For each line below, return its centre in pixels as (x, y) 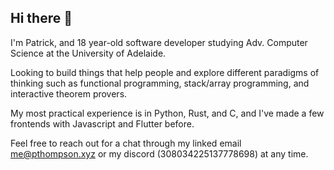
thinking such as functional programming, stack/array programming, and (160, 83)
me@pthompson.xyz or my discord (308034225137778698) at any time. (159, 153)
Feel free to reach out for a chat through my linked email (126, 143)
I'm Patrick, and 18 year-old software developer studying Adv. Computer (159, 42)
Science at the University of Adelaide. (88, 53)
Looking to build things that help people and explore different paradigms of (165, 72)
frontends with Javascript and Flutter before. (102, 123)
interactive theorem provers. (69, 93)
